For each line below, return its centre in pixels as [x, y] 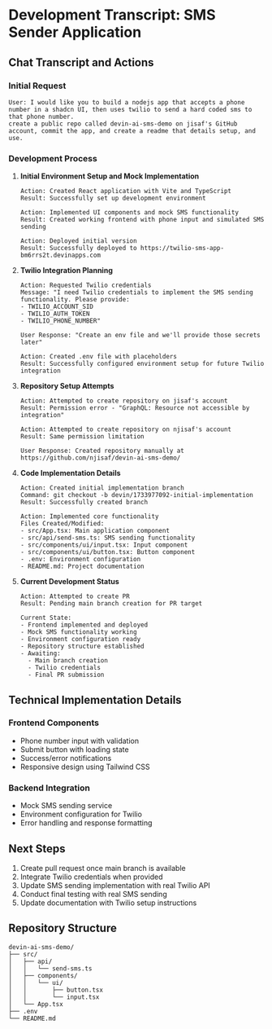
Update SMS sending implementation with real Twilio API [115, 885]
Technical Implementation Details [95, 699]
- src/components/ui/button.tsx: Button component [108, 552]
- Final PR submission [66, 675]
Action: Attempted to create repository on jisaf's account [124, 401]
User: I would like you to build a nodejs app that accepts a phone [127, 102]
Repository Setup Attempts [67, 386]
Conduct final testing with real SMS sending [94, 894]
